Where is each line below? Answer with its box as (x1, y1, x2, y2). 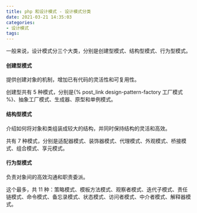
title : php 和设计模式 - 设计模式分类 (6, 8, 91, 15)
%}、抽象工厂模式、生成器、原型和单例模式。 (6, 96, 116, 103)
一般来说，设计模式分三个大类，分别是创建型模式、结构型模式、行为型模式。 (6, 48, 191, 55)
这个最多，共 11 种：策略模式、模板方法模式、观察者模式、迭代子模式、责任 (6, 186, 188, 193)
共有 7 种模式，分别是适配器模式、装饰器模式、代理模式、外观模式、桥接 (6, 137, 182, 144)
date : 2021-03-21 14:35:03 (6, 14, 72, 20)
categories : (6, 19, 35, 25)
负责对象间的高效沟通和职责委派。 (6, 173, 89, 180)
